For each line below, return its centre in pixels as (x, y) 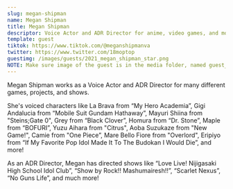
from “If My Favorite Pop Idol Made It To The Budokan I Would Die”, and (109, 142)
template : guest (31, 39)
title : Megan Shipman (38, 26)
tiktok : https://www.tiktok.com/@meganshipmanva (79, 46)
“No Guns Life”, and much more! (53, 178)
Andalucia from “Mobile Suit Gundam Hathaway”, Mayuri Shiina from (105, 113)
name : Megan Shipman (37, 20)
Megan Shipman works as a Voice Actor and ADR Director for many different (116, 84)
